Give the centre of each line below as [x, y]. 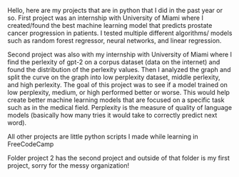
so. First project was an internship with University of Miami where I [105, 18]
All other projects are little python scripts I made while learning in [103, 136]
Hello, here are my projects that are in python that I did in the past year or [115, 10]
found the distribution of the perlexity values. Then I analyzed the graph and [119, 70]
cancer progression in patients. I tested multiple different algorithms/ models [120, 33]
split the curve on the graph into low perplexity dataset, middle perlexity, [114, 77]
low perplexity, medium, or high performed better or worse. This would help [119, 92]
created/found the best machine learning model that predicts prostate [110, 25]
